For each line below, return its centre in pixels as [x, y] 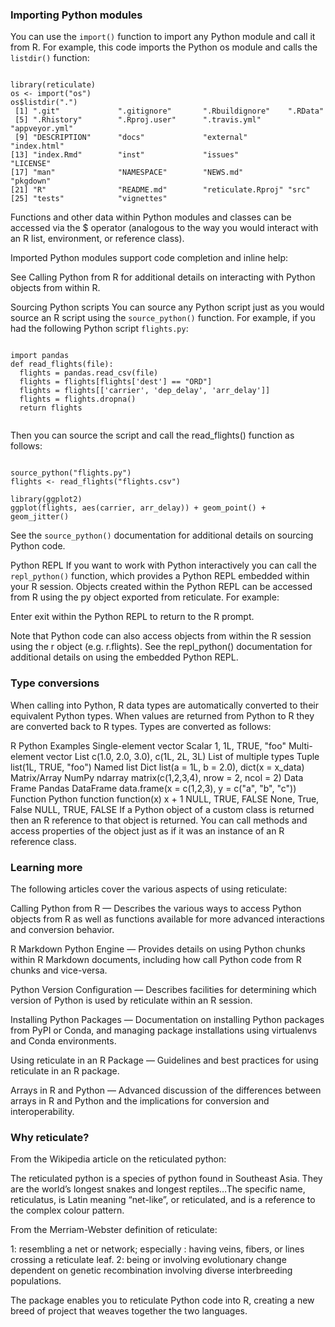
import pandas [40, 356]
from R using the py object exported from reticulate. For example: [145, 597]
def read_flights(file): [62, 364]
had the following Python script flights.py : [99, 329]
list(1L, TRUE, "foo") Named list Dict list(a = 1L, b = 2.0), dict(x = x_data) [157, 767]
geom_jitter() [40, 517]
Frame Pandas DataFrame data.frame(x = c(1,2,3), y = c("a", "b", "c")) [153, 788]
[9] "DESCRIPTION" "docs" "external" [131, 138]
